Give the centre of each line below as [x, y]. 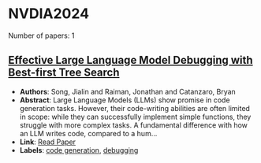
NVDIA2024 [48, 14]
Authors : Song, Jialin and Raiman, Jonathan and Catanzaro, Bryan [128, 91]
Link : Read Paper [48, 142]
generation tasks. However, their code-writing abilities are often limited [135, 108]
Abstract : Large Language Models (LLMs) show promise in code [125, 100]
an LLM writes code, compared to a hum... [88, 133]
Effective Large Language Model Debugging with [131, 60]
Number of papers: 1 [41, 35]
